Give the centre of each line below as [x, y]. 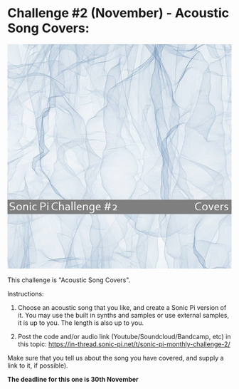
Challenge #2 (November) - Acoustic [118, 13]
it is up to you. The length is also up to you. [81, 323]
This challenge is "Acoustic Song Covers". [69, 280]
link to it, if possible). [38, 365]
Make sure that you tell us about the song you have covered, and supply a [116, 358]
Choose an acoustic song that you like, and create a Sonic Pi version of [122, 307]
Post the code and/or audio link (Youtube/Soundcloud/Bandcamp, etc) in [124, 336]
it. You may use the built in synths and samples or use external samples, [123, 315]
